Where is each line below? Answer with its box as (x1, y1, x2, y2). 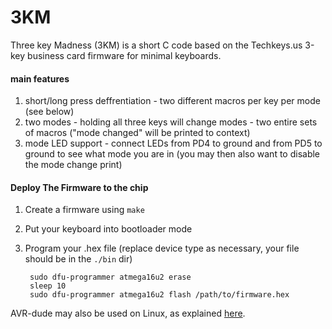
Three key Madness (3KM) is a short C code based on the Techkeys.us (10, 39, 303, 51)
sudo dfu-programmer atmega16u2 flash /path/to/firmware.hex (29, 290, 290, 300)
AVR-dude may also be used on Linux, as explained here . (10, 307, 246, 320)
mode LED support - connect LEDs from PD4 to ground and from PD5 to (24, 137, 323, 150)
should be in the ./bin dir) (24, 253, 133, 265)
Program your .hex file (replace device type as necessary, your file (24, 242, 300, 255)
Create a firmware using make (24, 204, 145, 216)
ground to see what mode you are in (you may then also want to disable (24, 148, 321, 160)
